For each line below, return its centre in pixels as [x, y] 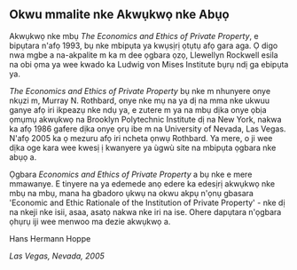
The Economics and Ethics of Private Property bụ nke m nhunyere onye [140, 91]
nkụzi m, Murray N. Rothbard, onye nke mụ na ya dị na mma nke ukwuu [140, 100]
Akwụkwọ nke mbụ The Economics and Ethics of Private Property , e [134, 36]
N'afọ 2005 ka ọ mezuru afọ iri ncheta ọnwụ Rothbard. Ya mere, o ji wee [141, 138]
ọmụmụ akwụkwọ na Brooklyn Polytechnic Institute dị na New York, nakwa [145, 119]
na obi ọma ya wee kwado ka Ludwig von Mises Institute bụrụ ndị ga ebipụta [149, 64]
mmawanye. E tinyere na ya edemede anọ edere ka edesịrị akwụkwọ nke [142, 183]
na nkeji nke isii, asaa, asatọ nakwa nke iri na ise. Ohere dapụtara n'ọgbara [145, 211]
